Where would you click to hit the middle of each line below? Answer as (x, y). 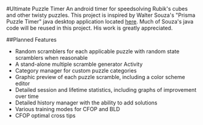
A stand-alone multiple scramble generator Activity (79, 64)
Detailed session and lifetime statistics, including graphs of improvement (106, 90)
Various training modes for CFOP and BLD (67, 109)
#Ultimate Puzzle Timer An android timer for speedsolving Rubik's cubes (97, 9)
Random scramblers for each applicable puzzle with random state (97, 51)
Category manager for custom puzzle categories (76, 71)
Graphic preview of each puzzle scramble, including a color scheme (100, 77)
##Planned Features (32, 40)
